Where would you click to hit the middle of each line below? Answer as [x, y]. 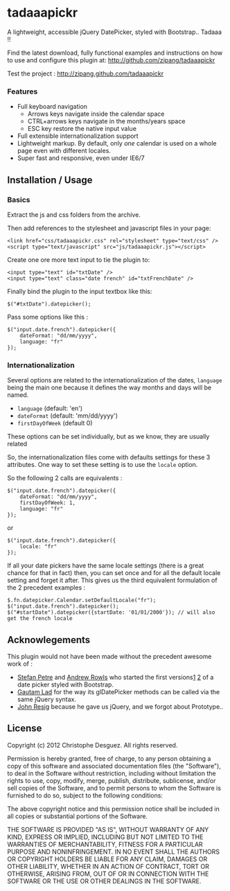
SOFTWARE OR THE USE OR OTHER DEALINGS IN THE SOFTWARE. [104, 881]
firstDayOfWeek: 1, [48, 503]
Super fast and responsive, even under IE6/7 [81, 158]
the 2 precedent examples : [46, 588]
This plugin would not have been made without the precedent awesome [109, 657]
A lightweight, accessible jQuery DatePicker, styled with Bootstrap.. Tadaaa [115, 32]
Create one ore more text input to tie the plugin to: [79, 259]
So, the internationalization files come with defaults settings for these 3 [109, 457]
